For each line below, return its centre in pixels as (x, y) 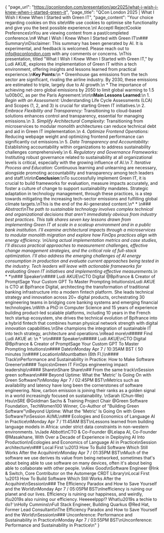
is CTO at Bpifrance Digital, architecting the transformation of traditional (77, 287)
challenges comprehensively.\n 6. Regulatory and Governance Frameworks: (82, 152)
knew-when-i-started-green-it (36, 12)
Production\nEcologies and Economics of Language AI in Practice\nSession (81, 442)
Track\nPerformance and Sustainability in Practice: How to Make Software (80, 359)
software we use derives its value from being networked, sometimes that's (80, 458)
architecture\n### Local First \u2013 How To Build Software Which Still (76, 447)
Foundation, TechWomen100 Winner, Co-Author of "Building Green (72, 406)
